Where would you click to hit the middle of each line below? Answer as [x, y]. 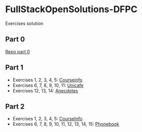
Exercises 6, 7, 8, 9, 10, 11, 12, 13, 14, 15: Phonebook [66, 124]
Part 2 [15, 106]
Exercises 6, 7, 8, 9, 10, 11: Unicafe [48, 85]
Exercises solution [24, 23]
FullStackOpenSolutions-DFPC [72, 9]
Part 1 [14, 68]
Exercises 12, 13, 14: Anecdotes [45, 90]
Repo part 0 [18, 51]
